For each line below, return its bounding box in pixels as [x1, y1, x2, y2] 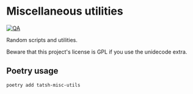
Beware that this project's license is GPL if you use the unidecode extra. [6, 48, 188, 56]
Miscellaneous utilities [6, 4, 123, 18]
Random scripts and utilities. [6, 36, 78, 43]
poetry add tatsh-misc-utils [6, 82, 81, 88]
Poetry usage [6, 66, 59, 76]
